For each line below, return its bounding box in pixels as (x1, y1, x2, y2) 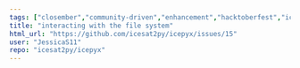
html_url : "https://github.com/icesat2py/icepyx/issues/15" (9, 29, 238, 38)
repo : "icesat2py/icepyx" (9, 46, 105, 55)
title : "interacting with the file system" (9, 21, 174, 30)
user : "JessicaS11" (9, 37, 82, 47)
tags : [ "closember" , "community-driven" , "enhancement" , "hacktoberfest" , (9, 12, 281, 22)
